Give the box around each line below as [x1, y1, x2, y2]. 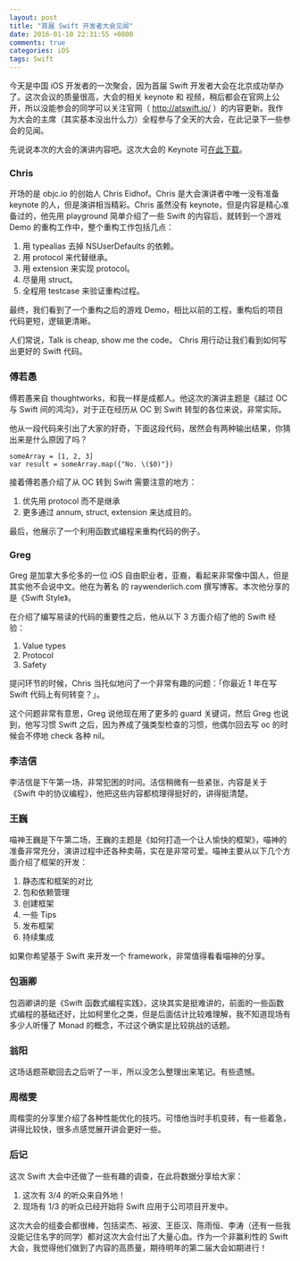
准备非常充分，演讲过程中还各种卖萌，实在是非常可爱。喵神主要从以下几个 [9, 846, 283, 857]
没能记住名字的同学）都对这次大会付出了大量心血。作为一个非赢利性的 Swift [9, 1231, 288, 1241]
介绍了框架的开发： [16, 857, 87, 867]
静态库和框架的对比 [21, 876, 94, 886]
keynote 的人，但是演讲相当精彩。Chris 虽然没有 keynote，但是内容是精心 [9, 199, 282, 210]
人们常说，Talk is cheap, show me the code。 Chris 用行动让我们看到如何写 [9, 334, 287, 345]
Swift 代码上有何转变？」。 [9, 689, 105, 699]
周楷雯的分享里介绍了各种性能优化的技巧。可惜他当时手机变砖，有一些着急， [9, 1113, 291, 1123]
